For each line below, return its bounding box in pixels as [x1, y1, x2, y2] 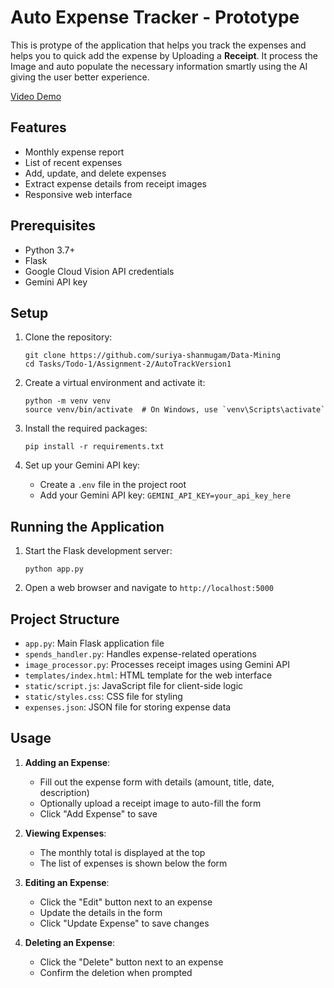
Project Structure [10, 611, 120, 628]
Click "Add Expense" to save [39, 807, 158, 820]
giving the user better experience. [10, 71, 150, 83]
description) [39, 786, 90, 798]
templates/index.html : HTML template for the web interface [24, 669, 273, 681]
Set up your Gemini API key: [24, 459, 141, 471]
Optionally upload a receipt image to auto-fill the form [39, 797, 262, 809]
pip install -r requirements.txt [24, 442, 165, 452]
